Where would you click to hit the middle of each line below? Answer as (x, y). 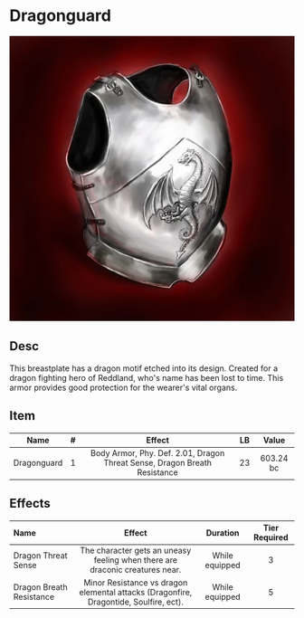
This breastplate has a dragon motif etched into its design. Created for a (144, 368)
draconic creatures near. (136, 570)
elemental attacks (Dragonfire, (136, 592)
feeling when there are (136, 560)
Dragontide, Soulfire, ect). (135, 602)
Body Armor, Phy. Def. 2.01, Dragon (157, 453)
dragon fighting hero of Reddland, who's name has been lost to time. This (147, 377)
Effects (30, 504)
